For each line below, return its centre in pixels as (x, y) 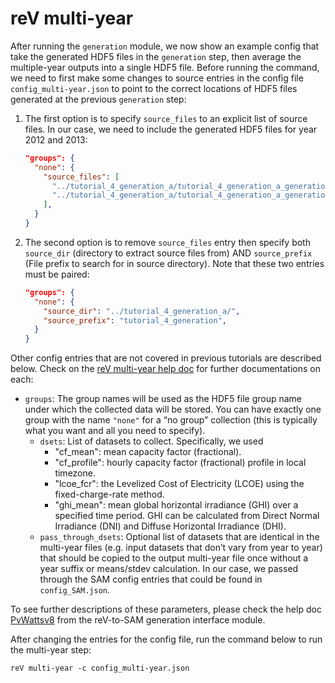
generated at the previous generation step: (98, 99)
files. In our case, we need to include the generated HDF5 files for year (171, 129)
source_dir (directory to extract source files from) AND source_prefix (168, 253)
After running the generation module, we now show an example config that (165, 46)
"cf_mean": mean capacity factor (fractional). (148, 452)
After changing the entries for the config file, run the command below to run (166, 639)
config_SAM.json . (75, 590)
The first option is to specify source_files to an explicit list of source (166, 118)
